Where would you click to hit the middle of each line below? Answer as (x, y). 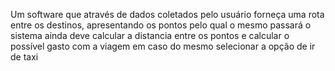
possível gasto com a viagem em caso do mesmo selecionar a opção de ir (163, 46)
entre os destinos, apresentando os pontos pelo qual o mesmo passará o (161, 25)
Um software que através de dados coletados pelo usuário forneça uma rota (167, 14)
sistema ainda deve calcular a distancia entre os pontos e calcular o (150, 35)
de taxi (24, 57)
